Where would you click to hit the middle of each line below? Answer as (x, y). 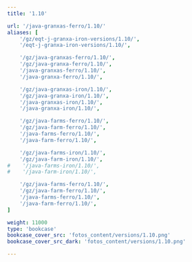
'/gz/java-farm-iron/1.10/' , (61, 159)
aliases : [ (23, 32)
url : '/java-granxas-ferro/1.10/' (57, 26)
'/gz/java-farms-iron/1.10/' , (63, 152)
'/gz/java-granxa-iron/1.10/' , (64, 96)
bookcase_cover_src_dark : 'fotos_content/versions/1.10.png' (97, 242)
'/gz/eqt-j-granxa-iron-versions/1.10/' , (79, 39)
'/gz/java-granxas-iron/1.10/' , (66, 89)
